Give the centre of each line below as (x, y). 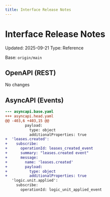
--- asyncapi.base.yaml (29, 112)
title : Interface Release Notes (38, 10)
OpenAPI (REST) (31, 73)
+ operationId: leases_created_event (49, 149)
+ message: (22, 158)
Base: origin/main (24, 57)
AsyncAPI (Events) (34, 100)
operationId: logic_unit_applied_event (61, 190)
